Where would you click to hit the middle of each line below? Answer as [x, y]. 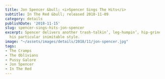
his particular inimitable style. [45, 37]
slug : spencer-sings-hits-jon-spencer [45, 28]
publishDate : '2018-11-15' [33, 23]
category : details [24, 19]
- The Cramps [18, 51]
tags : [11, 46]
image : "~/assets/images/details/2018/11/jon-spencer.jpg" [67, 42]
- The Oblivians [22, 55]
